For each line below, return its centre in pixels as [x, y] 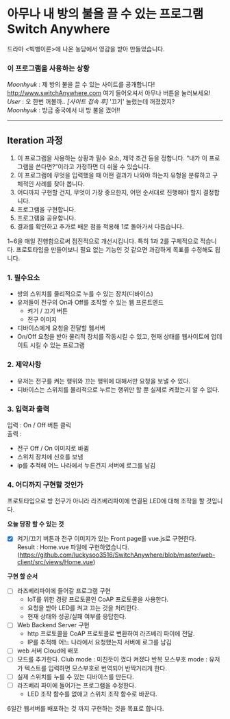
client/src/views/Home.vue [55, 562]
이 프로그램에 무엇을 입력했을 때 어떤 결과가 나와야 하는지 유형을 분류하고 [114, 175]
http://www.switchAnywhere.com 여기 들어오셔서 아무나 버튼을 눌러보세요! [109, 93]
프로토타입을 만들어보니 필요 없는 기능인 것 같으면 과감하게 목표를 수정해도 [115, 250]
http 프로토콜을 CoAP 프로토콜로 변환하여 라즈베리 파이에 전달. [111, 633]
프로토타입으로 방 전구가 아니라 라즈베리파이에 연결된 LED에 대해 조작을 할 [106, 501]
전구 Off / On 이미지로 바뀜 [53, 448]
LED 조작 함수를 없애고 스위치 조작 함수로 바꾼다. [92, 694]
